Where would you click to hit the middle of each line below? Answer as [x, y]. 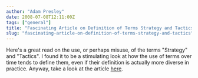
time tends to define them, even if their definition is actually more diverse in [98, 63]
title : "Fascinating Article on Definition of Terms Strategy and [89, 28]
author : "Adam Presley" [35, 11]
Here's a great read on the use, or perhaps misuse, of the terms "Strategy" [97, 50]
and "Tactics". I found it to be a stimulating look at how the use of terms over [99, 56]
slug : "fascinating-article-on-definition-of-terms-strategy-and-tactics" [100, 33]
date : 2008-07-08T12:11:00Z [41, 17]
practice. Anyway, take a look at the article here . [65, 69]
